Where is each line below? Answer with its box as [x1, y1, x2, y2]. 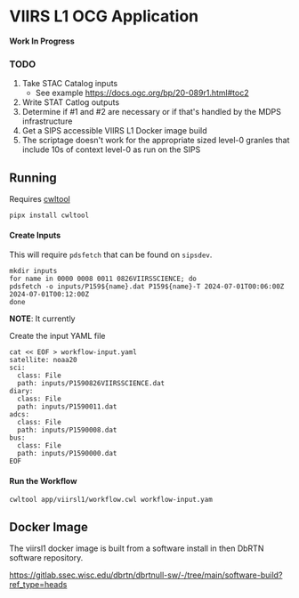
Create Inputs [9, 230, 61, 240]
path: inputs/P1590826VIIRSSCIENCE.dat [17, 379, 166, 388]
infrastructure [21, 116, 73, 126]
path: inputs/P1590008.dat [17, 425, 117, 435]
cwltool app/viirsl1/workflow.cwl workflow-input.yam [9, 496, 214, 505]
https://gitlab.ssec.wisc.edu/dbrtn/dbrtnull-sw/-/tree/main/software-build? [9, 570, 283, 580]
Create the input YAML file [9, 331, 106, 342]
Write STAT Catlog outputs [21, 97, 120, 108]
